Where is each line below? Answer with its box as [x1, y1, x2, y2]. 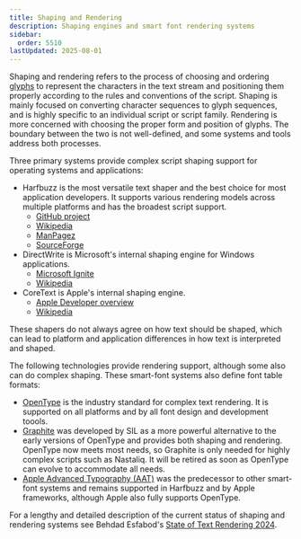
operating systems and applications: [9, 165, 144, 176]
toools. [22, 416, 49, 427]
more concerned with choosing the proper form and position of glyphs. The [9, 119, 289, 130]
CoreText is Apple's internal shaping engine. [22, 287, 186, 298]
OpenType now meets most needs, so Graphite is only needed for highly [22, 445, 290, 455]
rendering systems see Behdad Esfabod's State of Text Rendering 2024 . [9, 519, 278, 530]
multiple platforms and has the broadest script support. [22, 201, 227, 212]
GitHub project [35, 211, 91, 222]
